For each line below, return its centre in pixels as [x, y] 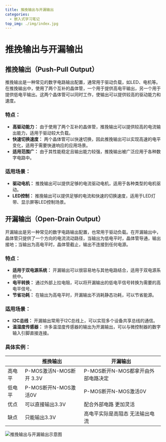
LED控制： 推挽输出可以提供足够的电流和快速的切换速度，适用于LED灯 [84, 196]
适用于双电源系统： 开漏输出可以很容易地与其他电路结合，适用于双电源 [84, 270]
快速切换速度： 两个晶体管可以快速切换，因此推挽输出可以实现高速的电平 [86, 139]
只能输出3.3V [41, 417]
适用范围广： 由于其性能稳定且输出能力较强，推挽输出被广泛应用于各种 [84, 151]
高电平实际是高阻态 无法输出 [117, 413]
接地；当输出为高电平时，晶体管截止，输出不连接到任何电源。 [68, 244]
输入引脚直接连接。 [32, 333]
